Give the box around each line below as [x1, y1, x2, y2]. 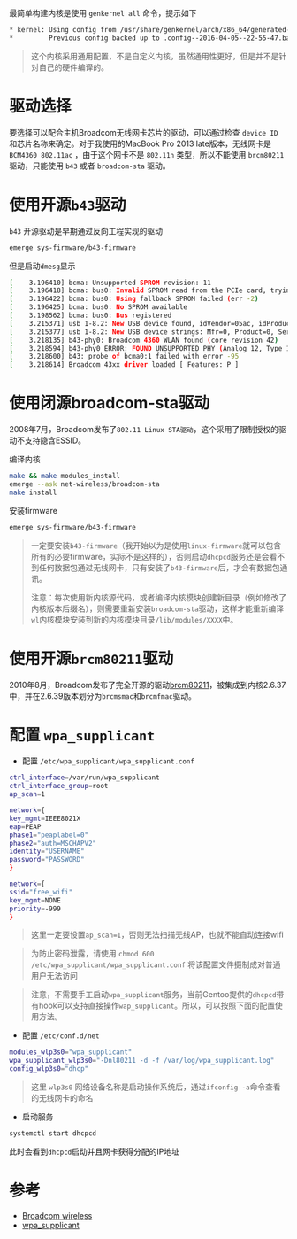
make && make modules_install [9, 472, 121, 481]
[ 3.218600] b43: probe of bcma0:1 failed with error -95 [9, 352, 240, 361]
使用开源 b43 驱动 [9, 194, 126, 214]
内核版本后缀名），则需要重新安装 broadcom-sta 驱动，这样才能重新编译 [30, 603, 285, 614]
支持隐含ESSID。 [24, 435, 87, 445]
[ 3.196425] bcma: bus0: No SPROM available [9, 303, 188, 312]
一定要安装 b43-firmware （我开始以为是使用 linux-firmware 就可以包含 [30, 539, 281, 551]
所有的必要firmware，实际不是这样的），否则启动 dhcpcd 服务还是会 [30, 551, 270, 561]
